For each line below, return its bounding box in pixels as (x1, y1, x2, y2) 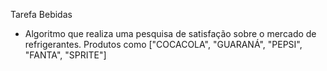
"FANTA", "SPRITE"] (24, 49, 107, 61)
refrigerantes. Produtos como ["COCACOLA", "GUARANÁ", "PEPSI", (24, 39, 303, 50)
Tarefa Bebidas (10, 9, 73, 20)
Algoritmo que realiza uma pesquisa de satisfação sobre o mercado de (24, 28, 317, 39)
